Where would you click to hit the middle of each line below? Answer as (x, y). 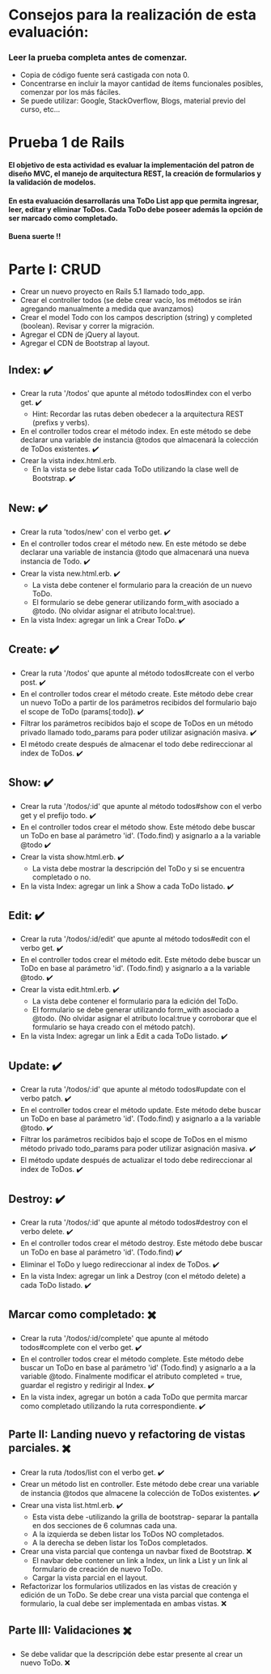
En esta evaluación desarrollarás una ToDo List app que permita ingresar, (133, 201)
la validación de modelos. (52, 182)
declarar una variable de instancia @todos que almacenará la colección (139, 440)
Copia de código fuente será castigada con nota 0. (105, 75)
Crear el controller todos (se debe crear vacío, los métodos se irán (131, 300)
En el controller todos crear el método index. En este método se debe (135, 432)
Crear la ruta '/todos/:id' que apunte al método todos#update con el (133, 1089)
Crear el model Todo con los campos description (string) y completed (136, 317)
